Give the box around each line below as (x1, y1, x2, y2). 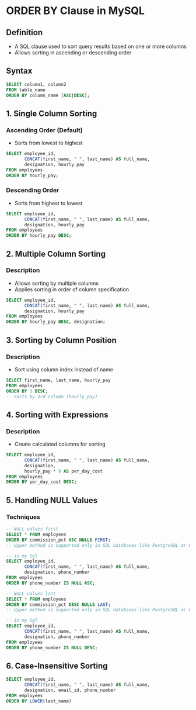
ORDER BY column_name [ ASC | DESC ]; (6, 92, 90, 98)
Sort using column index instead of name (14, 366, 114, 373)
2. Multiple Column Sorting (6, 249, 106, 259)
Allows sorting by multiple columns (14, 280, 99, 287)
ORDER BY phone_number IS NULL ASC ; (6, 580, 95, 586)
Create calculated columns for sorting (14, 440, 106, 448)
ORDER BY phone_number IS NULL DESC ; (6, 644, 98, 650)
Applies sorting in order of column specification (14, 285, 129, 293)
